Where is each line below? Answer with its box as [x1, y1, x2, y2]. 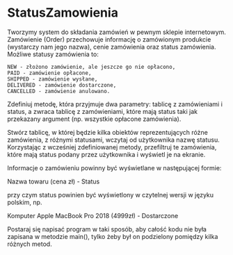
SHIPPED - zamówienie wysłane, [7, 75, 98, 83]
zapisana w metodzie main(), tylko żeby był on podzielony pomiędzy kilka [7, 232, 218, 240]
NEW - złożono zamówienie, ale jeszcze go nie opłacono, [7, 63, 176, 70]
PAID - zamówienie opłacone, [7, 69, 92, 76]
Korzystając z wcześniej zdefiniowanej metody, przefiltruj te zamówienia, [7, 142, 217, 151]
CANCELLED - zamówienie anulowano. [7, 88, 111, 94]
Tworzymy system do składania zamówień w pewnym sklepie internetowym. [7, 28, 226, 36]
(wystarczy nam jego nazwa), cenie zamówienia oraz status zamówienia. [7, 42, 216, 51]
